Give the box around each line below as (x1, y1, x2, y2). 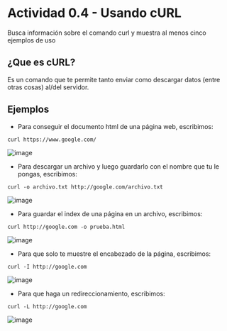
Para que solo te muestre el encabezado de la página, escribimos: (17, 249, 211, 258)
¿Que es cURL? (7, 57, 76, 69)
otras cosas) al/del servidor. (7, 83, 89, 91)
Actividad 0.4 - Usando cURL (7, 5, 182, 21)
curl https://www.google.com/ (7, 136, 97, 143)
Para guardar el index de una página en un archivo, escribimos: (17, 209, 203, 218)
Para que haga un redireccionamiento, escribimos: (17, 289, 165, 298)
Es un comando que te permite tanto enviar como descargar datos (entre (7, 75, 221, 84)
